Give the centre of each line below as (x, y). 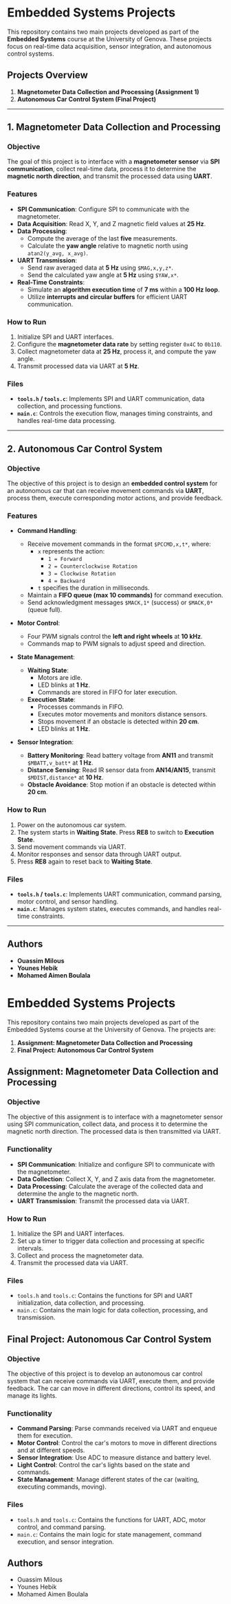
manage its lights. (32, 1395)
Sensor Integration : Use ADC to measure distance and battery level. (114, 1458)
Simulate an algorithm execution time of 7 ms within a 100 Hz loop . (123, 289)
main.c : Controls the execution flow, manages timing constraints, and (115, 413)
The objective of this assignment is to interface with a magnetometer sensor (115, 1117)
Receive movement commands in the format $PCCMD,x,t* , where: (119, 544)
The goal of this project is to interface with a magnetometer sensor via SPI (113, 162)
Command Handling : (47, 531)
